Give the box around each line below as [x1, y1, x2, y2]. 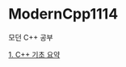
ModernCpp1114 [8, 5, 119, 23]
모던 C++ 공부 [8, 32, 54, 42]
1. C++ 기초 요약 [8, 49, 61, 59]
